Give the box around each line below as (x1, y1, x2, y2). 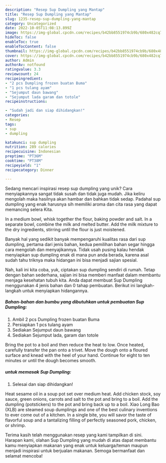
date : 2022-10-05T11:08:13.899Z (5, 26, 72, 31)
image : (5, 30, 19, 35)
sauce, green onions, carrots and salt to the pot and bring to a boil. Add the (5, 396, 158, 402)
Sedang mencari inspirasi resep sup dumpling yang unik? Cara (5, 185, 132, 191)
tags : (5, 122, 16, 126)
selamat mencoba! (5, 453, 43, 459)
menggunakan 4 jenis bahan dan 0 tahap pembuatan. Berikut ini (5, 282, 136, 288)
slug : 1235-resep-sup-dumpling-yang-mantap (5, 16, 96, 21)
